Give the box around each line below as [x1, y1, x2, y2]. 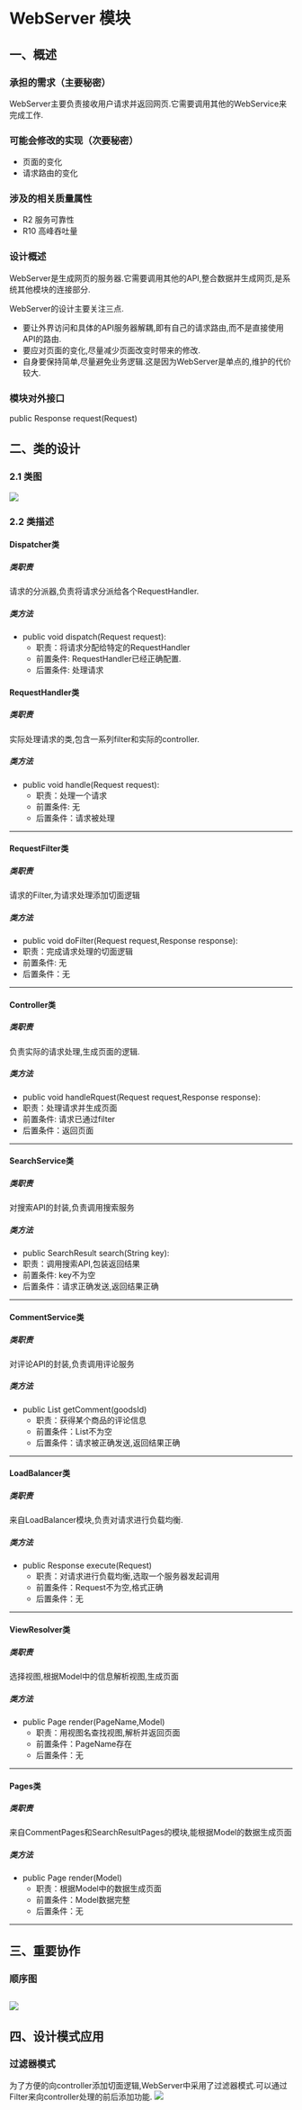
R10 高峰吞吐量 [22, 226, 78, 237]
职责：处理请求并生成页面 [22, 1102, 118, 1113]
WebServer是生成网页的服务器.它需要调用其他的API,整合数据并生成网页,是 [9, 272, 283, 284]
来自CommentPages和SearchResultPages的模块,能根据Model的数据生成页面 [9, 1827, 292, 1838]
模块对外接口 [9, 392, 66, 404]
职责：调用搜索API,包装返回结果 [22, 1258, 141, 1270]
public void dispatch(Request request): [22, 631, 166, 642]
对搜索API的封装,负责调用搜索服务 [9, 1202, 135, 1213]
